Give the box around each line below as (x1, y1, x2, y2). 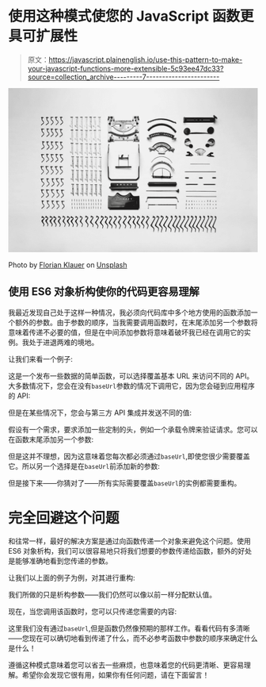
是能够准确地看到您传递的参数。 (8, 556, 112, 566)
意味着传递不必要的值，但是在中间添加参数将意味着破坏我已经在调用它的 (8, 327, 244, 337)
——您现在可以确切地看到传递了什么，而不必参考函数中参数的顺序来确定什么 (8, 634, 258, 643)
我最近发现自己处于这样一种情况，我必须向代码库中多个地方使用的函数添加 (8, 307, 251, 317)
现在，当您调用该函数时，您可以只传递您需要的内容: (8, 607, 177, 616)
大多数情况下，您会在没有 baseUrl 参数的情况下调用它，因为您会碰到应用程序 (8, 381, 256, 390)
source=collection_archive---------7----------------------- (27, 72, 220, 82)
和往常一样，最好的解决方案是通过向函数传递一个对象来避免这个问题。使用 (8, 536, 251, 546)
